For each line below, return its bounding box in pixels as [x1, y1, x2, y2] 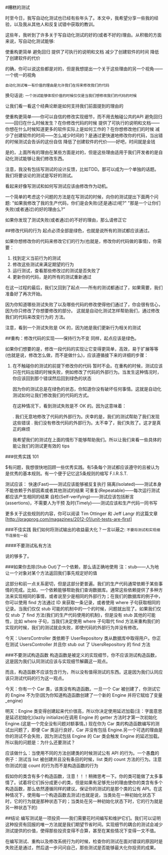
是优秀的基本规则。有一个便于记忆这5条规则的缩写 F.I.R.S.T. [5, 470, 128, 476]
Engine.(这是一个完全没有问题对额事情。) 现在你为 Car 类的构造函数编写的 [5, 721, 155, 726]
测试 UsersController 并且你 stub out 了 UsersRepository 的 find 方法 [9, 642, 151, 647]
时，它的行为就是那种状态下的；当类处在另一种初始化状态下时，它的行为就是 [5, 798, 163, 804]
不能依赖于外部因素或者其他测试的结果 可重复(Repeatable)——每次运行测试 [5, 487, 160, 493]
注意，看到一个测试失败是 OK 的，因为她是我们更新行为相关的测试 [5, 325, 141, 331]
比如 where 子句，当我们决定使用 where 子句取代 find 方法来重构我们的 [13, 618, 160, 624]
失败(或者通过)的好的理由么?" [5, 206, 65, 212]
